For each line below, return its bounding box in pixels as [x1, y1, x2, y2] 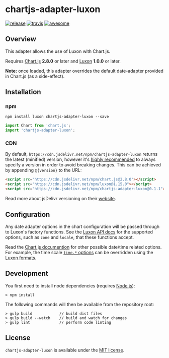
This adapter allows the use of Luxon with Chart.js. [5, 48, 111, 54]
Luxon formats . [5, 255, 37, 261]
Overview [5, 35, 37, 43]
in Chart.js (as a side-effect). [5, 73, 65, 79]
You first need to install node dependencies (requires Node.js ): [5, 282, 135, 288]
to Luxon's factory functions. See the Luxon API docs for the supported [5, 228, 153, 235]
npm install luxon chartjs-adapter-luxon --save [5, 114, 109, 120]
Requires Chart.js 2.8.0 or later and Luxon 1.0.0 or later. [5, 58, 121, 64]
